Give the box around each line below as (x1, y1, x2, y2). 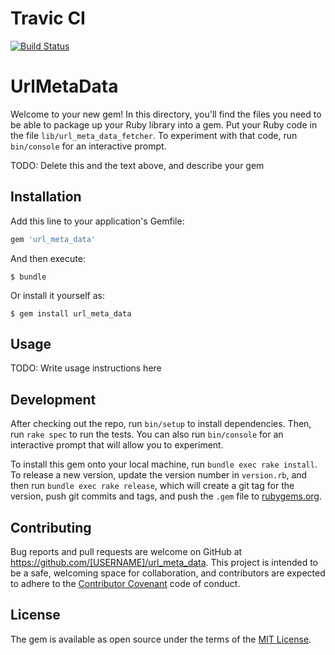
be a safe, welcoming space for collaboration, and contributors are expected (10, 567, 326, 579)
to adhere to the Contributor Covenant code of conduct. (10, 578, 241, 589)
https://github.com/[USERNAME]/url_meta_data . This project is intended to (10, 557, 318, 568)
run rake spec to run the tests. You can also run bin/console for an (10, 428, 284, 441)
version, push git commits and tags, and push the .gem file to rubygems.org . (10, 490, 323, 502)
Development (10, 391, 97, 408)
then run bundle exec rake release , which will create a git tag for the (10, 480, 295, 492)
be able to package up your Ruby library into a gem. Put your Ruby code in (10, 118, 318, 131)
